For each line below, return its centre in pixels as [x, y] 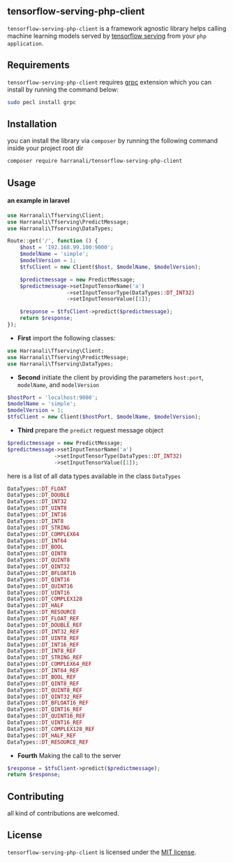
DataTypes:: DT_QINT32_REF [45, 697]
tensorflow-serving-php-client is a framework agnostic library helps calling [117, 28]
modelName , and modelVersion [58, 384]
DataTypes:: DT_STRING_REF [45, 658]
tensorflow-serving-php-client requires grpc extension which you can [109, 82]
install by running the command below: [63, 89]
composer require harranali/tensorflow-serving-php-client [95, 161]
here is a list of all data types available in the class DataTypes [94, 476]
